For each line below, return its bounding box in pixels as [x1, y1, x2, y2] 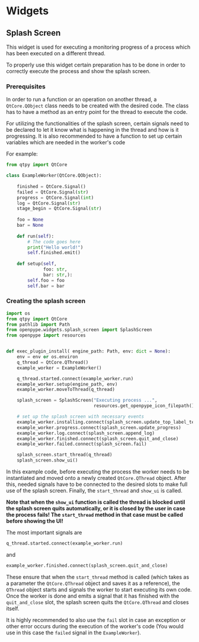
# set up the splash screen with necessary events [17, 414, 145, 419]
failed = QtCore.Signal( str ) [17, 189, 89, 195]
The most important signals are [6, 529, 82, 536]
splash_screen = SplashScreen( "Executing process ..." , [17, 398, 158, 403]
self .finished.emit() [27, 250, 81, 256]
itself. [6, 605, 20, 612]
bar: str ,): [43, 272, 73, 278]
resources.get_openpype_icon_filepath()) [94, 403, 197, 409]
